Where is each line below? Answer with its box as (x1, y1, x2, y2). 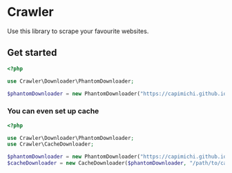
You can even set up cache (7, 106, 99, 116)
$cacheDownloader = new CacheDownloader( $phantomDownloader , (7, 160, 187, 167)
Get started (7, 47, 57, 59)
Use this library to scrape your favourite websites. (7, 27, 149, 35)
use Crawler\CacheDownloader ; (7, 141, 95, 148)
